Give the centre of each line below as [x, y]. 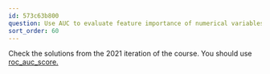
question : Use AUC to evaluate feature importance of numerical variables [136, 23]
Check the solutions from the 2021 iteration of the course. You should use [130, 54]
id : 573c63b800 [34, 16]
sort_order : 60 [34, 31]
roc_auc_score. [33, 62]
